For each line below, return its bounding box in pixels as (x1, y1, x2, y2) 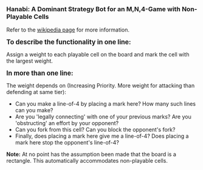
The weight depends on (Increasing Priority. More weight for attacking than (6, 82, 195, 89)
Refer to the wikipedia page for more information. (6, 26, 129, 33)
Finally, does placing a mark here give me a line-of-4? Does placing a (15, 132, 189, 140)
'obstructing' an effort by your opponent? (15, 120, 119, 127)
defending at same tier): (6, 89, 67, 96)
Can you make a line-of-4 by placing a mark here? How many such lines (15, 100, 196, 107)
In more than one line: (6, 69, 74, 78)
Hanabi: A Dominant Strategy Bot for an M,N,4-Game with (6, 5, 181, 13)
